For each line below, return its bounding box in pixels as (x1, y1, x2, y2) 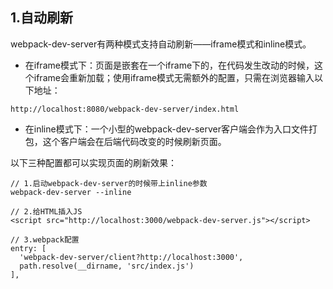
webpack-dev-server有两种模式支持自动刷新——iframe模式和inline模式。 (10, 38, 312, 50)
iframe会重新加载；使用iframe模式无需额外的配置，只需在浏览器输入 (33, 71, 315, 83)
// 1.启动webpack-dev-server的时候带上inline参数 (10, 178, 208, 188)
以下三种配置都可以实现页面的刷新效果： (10, 156, 177, 168)
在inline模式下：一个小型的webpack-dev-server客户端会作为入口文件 (24, 123, 309, 135)
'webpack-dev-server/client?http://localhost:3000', (19, 252, 244, 262)
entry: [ (10, 243, 47, 253)
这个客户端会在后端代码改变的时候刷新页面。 (42, 135, 227, 147)
